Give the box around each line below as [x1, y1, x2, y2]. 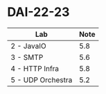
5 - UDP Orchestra [10, 75, 73, 84]
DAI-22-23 [7, 4, 70, 20]
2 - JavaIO [10, 41, 46, 51]
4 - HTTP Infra [10, 63, 60, 73]
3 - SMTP [10, 52, 44, 62]
